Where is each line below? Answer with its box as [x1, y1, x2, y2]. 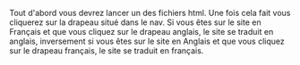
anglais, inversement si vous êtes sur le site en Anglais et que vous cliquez [9, 36, 285, 46]
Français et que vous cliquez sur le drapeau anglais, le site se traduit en [9, 27, 274, 37]
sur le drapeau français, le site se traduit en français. [9, 45, 204, 56]
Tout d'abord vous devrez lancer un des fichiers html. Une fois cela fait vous [9, 8, 291, 18]
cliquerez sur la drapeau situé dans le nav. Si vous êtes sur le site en [9, 17, 261, 28]
